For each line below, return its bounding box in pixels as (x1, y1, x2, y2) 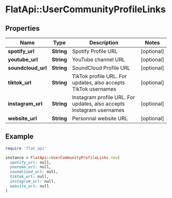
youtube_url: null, (10, 165, 52, 170)
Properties (5, 24, 40, 33)
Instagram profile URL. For (72, 94, 136, 101)
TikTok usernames (72, 85, 117, 93)
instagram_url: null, (10, 179, 56, 184)
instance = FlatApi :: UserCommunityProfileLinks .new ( (5, 155, 120, 160)
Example (5, 132, 34, 141)
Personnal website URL (72, 115, 128, 122)
